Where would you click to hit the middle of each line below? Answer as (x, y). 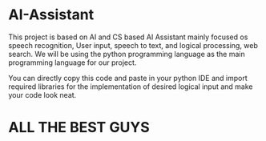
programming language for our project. (73, 62)
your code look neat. (42, 95)
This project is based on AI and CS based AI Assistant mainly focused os (128, 37)
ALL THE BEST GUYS (79, 128)
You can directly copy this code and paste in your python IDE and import (128, 78)
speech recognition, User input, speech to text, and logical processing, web (133, 45)
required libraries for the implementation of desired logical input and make (131, 87)
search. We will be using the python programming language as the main (127, 54)
